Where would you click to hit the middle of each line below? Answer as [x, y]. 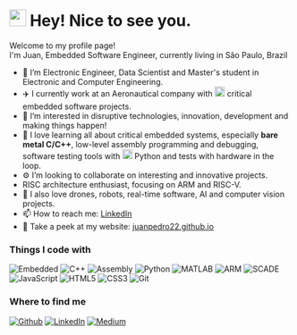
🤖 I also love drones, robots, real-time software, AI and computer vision [153, 194]
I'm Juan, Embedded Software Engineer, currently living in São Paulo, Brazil [148, 54]
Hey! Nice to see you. [111, 21]
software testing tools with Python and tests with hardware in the [148, 155]
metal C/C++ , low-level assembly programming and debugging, [140, 144]
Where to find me [48, 302]
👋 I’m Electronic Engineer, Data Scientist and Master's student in [140, 72]
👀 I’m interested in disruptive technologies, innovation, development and [155, 115]
